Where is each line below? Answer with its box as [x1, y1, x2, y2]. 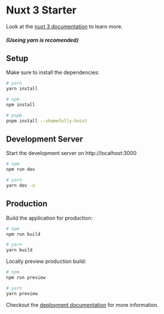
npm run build [6, 231, 41, 237]
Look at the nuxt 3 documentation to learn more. [6, 23, 123, 30]
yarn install [6, 86, 38, 92]
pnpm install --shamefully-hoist [6, 118, 88, 124]
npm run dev [6, 167, 35, 173]
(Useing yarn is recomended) [6, 36, 79, 43]
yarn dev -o [6, 183, 35, 188]
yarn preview [6, 291, 38, 296]
